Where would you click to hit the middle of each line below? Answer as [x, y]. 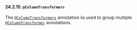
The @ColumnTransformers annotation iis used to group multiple [68, 17]
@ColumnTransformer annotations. [38, 23]
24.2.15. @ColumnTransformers [35, 7]
